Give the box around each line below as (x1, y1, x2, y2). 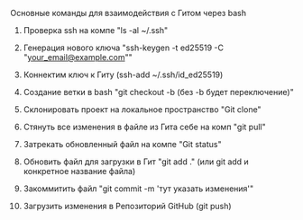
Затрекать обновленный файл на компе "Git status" (23, 139, 222, 149)
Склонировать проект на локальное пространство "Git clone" (23, 104, 262, 115)
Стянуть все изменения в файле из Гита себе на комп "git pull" (23, 121, 266, 132)
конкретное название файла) (23, 166, 136, 176)
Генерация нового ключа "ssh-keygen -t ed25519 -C (23, 42, 225, 53)
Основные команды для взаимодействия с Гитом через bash (10, 8, 247, 18)
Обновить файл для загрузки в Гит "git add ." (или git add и (23, 156, 249, 167)
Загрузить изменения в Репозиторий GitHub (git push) (23, 201, 233, 211)
